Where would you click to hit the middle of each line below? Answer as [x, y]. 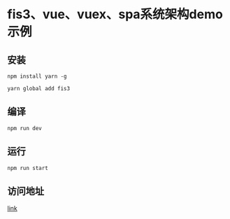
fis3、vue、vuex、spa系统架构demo [115, 14]
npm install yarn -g [37, 76]
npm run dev [24, 128]
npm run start [28, 168]
